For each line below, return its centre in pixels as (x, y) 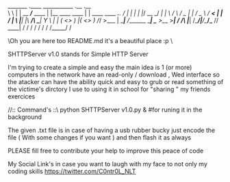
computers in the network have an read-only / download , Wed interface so (114, 75)
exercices (22, 96)
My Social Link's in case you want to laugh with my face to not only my (108, 164)
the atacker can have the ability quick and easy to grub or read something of (116, 82)
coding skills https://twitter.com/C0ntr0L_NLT (72, 171)
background (25, 117)
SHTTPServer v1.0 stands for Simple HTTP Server (78, 54)
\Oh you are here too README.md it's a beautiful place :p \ (90, 41)
